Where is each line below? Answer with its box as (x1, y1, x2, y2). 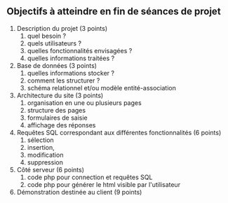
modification (27, 150, 64, 159)
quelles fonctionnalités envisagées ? (27, 46, 133, 55)
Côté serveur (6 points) (16, 165, 85, 174)
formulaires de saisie (27, 113, 88, 122)
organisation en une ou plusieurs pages (27, 98, 142, 107)
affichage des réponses (27, 120, 96, 129)
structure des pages (27, 106, 86, 114)
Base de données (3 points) (16, 61, 98, 69)
